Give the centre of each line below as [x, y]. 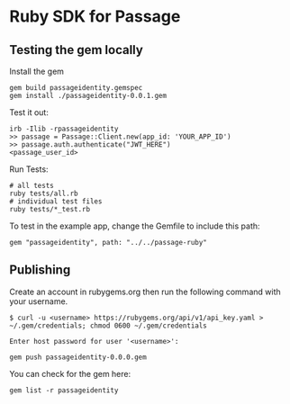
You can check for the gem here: [70, 373]
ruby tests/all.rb [44, 193]
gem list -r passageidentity [64, 390]
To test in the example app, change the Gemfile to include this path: [135, 226]
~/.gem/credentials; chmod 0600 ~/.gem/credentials [108, 326]
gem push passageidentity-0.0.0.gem [78, 357]
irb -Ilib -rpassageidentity [64, 129]
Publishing [40, 270]
